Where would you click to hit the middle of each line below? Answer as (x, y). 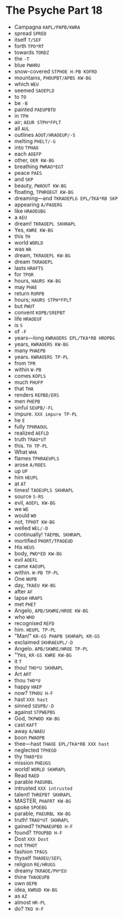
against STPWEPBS (35, 712)
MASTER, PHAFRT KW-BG (43, 801)
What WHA (25, 452)
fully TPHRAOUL (31, 426)
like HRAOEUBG (30, 211)
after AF (24, 591)
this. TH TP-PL (31, 445)
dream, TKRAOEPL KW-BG (42, 255)
